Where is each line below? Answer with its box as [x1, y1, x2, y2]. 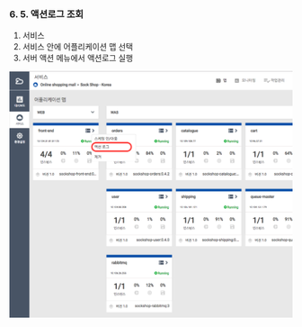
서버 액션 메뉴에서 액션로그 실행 [22, 52, 133, 64]
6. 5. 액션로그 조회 [9, 7, 84, 20]
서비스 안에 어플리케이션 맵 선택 [22, 41, 133, 52]
